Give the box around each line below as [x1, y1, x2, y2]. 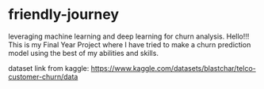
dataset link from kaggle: [8, 63, 90, 72]
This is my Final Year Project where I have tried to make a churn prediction [8, 39, 251, 49]
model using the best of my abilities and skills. [8, 48, 159, 57]
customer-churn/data [8, 72, 78, 81]
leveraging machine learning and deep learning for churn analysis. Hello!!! [8, 32, 250, 41]
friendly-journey [8, 6, 120, 24]
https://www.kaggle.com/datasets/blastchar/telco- [90, 63, 256, 72]
